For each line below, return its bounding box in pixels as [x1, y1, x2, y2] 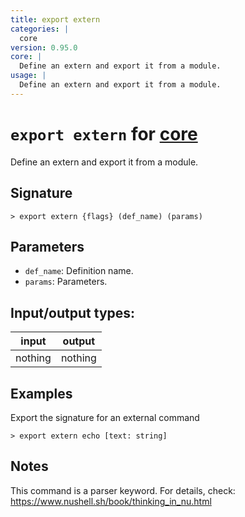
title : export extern [10, 14, 101, 25]
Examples [10, 385, 73, 402]
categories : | [10, 24, 70, 34]
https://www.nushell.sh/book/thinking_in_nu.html [10, 495, 212, 507]
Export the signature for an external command [10, 411, 200, 423]
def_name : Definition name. [24, 265, 134, 277]
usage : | [10, 71, 47, 81]
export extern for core [10, 122, 198, 145]
